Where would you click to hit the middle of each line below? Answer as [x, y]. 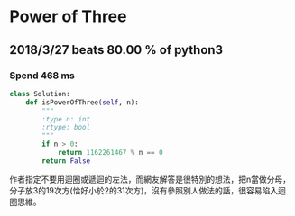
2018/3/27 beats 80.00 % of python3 [116, 50]
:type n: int [66, 119]
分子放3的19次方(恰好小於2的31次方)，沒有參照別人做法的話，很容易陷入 [144, 190]
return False [66, 161]
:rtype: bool [66, 128]
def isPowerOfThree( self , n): [83, 102]
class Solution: [40, 94]
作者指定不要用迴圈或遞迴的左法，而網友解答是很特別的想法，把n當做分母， [150, 179]
